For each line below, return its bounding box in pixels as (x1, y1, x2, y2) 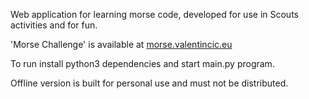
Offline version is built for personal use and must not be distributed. (10, 77, 289, 89)
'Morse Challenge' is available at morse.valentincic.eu (10, 39, 233, 50)
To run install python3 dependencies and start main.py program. (10, 58, 275, 69)
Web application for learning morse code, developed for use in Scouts (10, 9, 299, 20)
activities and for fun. (10, 19, 98, 31)
